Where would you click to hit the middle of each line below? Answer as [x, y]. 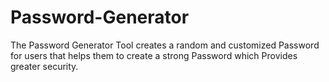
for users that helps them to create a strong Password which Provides [154, 55]
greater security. [44, 66]
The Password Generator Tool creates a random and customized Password [165, 45]
